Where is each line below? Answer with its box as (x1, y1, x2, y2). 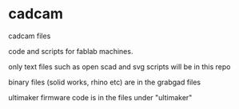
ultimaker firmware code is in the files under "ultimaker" (8, 92, 193, 102)
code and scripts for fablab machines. (8, 46, 133, 56)
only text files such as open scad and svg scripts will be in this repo (8, 61, 231, 72)
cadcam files (8, 31, 51, 41)
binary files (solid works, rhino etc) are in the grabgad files (8, 77, 201, 87)
